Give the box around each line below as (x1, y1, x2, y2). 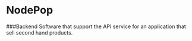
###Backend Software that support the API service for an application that (6, 23, 186, 30)
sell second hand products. (6, 29, 73, 36)
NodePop (6, 4, 53, 17)
